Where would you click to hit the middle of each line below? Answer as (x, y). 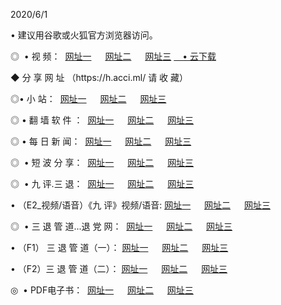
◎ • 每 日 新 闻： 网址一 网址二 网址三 (101, 141)
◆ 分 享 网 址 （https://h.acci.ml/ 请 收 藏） (99, 77)
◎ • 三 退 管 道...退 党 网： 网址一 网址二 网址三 (121, 226)
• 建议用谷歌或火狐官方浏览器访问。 (84, 35)
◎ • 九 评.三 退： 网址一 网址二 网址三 (102, 183)
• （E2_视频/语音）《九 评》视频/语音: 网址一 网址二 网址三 (140, 205)
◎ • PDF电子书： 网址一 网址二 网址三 (102, 290)
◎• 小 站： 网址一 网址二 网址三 (88, 98)
